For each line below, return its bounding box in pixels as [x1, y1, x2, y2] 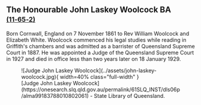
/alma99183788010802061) [21, 92, 89, 99]
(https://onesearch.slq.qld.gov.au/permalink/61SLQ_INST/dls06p [21, 86, 181, 93]
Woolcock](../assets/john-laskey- [74, 67, 157, 74]
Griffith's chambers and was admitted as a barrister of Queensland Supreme [6, 42, 195, 50]
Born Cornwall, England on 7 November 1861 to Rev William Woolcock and [6, 30, 190, 37]
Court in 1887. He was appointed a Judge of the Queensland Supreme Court [6, 49, 194, 56]
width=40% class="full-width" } [59, 73, 139, 80]
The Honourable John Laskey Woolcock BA [6, 5, 172, 15]
